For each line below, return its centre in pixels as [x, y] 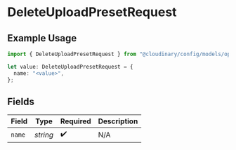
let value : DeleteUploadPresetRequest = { [70, 67]
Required [76, 121]
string [44, 135]
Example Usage [42, 38]
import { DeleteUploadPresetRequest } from [72, 54]
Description [118, 121]
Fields [21, 101]
